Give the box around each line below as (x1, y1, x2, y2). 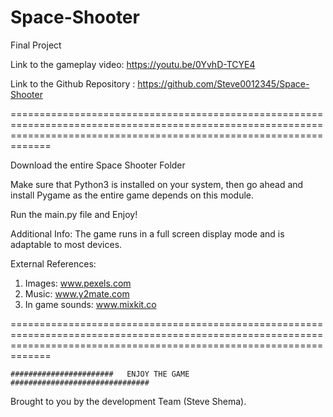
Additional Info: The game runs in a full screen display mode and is (10, 227, 285, 240)
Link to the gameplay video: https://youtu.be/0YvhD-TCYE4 (10, 58, 256, 70)
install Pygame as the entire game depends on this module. (10, 189, 255, 201)
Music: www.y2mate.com (24, 287, 130, 300)
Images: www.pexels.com (24, 277, 132, 289)
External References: (10, 257, 97, 270)
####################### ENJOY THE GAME (10, 369, 190, 379)
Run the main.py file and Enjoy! (10, 208, 138, 220)
